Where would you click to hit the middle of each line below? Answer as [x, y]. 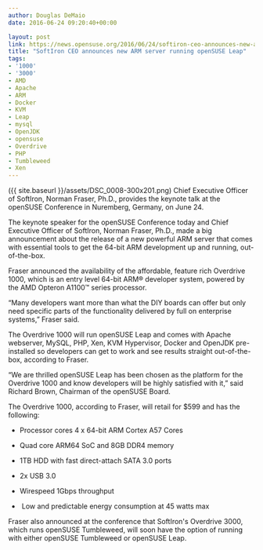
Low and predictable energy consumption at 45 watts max [115, 506]
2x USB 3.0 [38, 476]
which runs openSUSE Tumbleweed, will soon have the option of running [126, 530]
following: [24, 415]
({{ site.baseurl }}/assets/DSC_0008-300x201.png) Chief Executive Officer [128, 191]
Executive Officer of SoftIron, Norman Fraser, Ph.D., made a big [110, 231]
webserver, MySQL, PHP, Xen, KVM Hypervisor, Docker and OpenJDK [121, 343]
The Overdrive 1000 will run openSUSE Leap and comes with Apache [120, 335]
